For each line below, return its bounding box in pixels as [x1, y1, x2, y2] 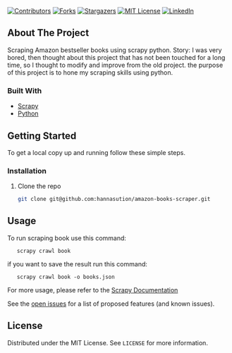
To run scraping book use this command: [7, 233, 127, 242]
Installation [7, 166, 47, 175]
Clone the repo [17, 182, 61, 190]
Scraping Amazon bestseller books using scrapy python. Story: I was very [7, 46, 222, 54]
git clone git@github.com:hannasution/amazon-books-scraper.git [17, 196, 211, 203]
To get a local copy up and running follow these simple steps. [7, 148, 185, 156]
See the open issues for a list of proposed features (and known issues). [7, 299, 215, 308]
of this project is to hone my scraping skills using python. [7, 68, 173, 77]
